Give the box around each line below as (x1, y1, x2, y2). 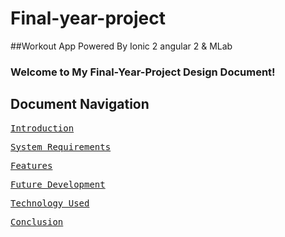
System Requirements (10, 141, 112, 152)
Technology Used (10, 197, 90, 209)
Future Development (10, 178, 106, 190)
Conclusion (10, 216, 64, 227)
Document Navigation (10, 96, 150, 113)
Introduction (10, 122, 75, 134)
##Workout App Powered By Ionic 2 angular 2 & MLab (10, 40, 233, 52)
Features (10, 160, 53, 171)
